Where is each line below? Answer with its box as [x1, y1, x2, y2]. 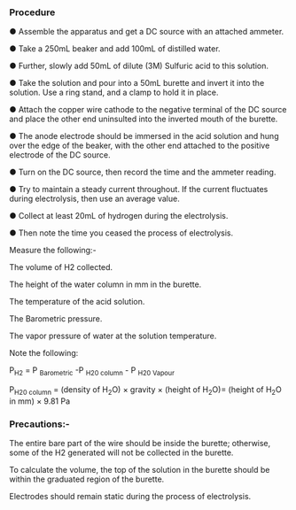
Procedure [9, 6, 56, 19]
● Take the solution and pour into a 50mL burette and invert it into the [9, 78, 265, 89]
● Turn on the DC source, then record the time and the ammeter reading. [9, 166, 277, 178]
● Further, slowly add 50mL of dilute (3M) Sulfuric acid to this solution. [9, 60, 269, 72]
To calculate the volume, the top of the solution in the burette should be [9, 465, 270, 475]
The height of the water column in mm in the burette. [9, 279, 202, 290]
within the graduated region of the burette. [9, 474, 165, 484]
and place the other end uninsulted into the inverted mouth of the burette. [9, 113, 278, 125]
